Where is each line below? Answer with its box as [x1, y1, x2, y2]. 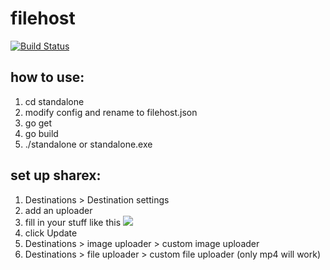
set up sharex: [10, 167, 102, 184]
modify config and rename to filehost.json [24, 106, 198, 118]
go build [24, 127, 59, 139]
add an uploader [24, 204, 93, 216]
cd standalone [24, 95, 85, 107]
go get [24, 117, 53, 129]
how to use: [10, 69, 85, 86]
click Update [24, 227, 78, 239]
